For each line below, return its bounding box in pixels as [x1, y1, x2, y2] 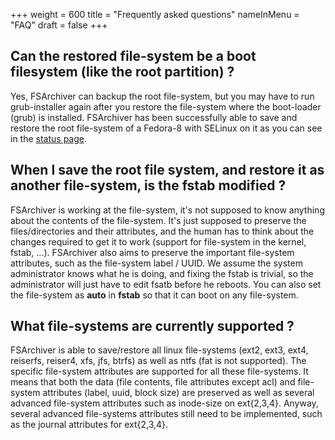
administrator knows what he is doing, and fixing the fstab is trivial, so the [10, 267, 314, 279]
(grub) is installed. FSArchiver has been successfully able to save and [10, 111, 298, 123]
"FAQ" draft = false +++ [10, 19, 108, 31]
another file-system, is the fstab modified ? [10, 177, 287, 194]
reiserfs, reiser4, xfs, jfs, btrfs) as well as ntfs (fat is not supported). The [10, 355, 307, 367]
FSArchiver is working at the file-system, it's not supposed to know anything [10, 204, 325, 216]
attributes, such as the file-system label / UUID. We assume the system [10, 257, 303, 269]
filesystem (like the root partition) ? [10, 64, 235, 81]
